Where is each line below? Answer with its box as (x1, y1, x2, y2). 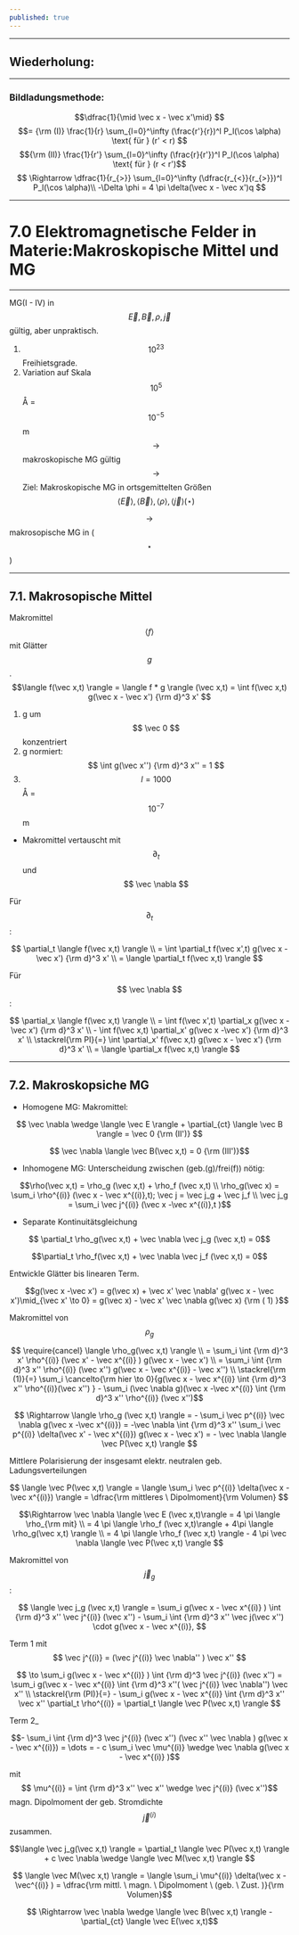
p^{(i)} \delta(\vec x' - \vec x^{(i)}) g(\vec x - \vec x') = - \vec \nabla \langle (12, 1429, 287, 1440)
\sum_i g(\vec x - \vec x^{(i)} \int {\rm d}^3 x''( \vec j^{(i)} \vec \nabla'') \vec (11, 1679, 288, 1690)
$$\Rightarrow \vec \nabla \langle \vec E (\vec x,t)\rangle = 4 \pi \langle (19, 1509, 280, 1520)
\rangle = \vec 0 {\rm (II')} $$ (96, 1128, 203, 1139)
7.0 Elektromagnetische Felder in (9, 221, 257, 242)
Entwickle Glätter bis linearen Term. (9, 1268, 140, 1279)
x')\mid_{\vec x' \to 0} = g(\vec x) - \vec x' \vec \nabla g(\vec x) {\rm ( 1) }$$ (10, 1295, 289, 1305)
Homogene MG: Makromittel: (21, 1101, 129, 1112)
